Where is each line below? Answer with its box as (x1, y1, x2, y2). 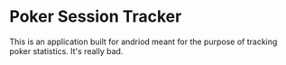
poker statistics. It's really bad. (9, 45, 124, 56)
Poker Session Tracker (9, 6, 182, 27)
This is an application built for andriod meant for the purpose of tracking (9, 36, 278, 47)
